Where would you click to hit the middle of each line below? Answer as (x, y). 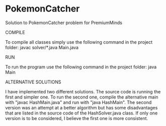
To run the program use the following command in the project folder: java (81, 67)
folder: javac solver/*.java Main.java (42, 47)
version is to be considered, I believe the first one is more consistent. (77, 118)
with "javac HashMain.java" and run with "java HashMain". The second (78, 102)
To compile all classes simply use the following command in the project (79, 42)
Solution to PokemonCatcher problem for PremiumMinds (64, 23)
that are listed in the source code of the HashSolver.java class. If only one (81, 113)
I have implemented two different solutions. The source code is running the (83, 91)
